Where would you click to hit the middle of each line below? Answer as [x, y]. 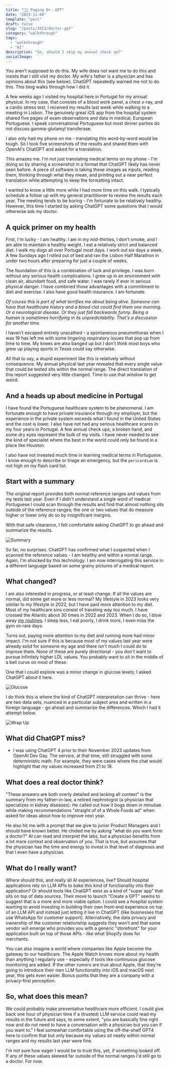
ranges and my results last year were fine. [49, 1041]
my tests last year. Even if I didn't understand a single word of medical [78, 499]
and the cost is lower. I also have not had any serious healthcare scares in [82, 424]
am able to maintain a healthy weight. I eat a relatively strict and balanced [81, 245]
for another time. [23, 323]
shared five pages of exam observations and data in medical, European [79, 118]
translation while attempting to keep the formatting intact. [65, 180]
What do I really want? [41, 868]
